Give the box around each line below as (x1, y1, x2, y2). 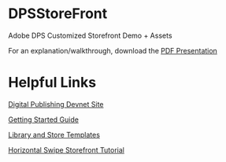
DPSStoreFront (8, 5, 108, 23)
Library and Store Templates (8, 130, 101, 139)
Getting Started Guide (8, 115, 79, 124)
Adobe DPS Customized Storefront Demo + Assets (8, 31, 172, 40)
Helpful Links (8, 74, 97, 91)
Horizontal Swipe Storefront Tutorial (8, 145, 124, 154)
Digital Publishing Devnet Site (8, 99, 104, 109)
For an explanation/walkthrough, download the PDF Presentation (8, 46, 218, 55)
